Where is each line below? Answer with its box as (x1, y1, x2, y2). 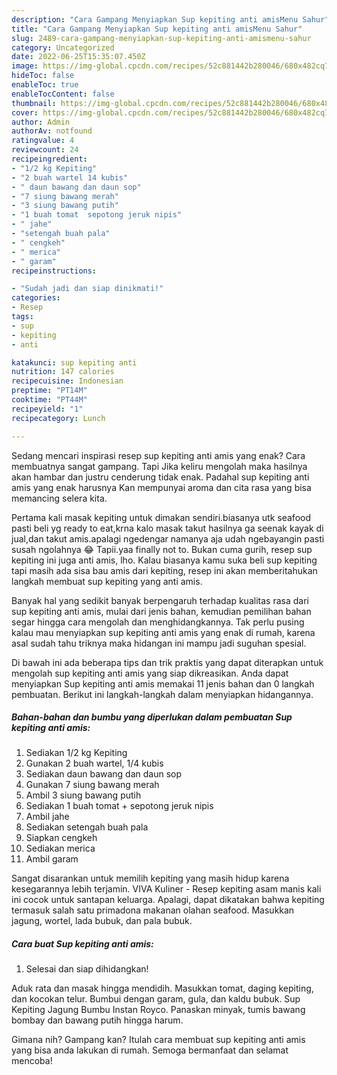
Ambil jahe (25, 811, 70, 823)
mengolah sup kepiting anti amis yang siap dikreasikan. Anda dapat (11, 667, 289, 679)
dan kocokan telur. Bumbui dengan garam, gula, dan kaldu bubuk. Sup (11, 993, 301, 1005)
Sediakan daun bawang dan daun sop (25, 768, 183, 780)
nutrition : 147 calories (11, 367, 115, 377)
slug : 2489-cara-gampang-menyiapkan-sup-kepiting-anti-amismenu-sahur (11, 33, 312, 43)
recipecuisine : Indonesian (11, 376, 124, 386)
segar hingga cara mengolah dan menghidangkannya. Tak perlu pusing (11, 616, 305, 628)
